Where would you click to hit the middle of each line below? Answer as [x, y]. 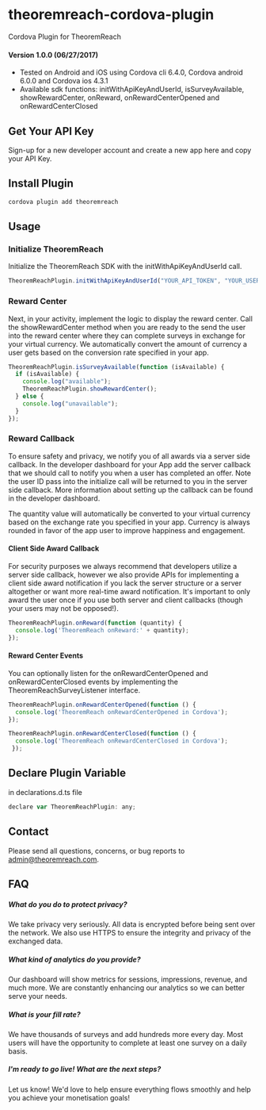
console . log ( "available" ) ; [67, 382]
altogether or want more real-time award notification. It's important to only [129, 591]
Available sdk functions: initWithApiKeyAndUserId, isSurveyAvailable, [132, 90]
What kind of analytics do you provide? [74, 959]
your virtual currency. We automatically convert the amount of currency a [128, 344]
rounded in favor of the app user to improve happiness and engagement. [127, 530]
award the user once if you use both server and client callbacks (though [125, 600]
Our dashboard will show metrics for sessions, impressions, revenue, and [128, 979]
